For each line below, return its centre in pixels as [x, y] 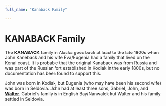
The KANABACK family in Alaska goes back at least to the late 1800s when [82, 52]
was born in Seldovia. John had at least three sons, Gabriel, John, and [77, 88]
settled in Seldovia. [25, 99]
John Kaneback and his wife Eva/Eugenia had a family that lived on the [78, 57]
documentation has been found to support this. [53, 73]
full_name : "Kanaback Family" [36, 10]
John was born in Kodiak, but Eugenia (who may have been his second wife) [83, 83]
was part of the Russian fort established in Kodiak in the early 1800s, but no [82, 68]
